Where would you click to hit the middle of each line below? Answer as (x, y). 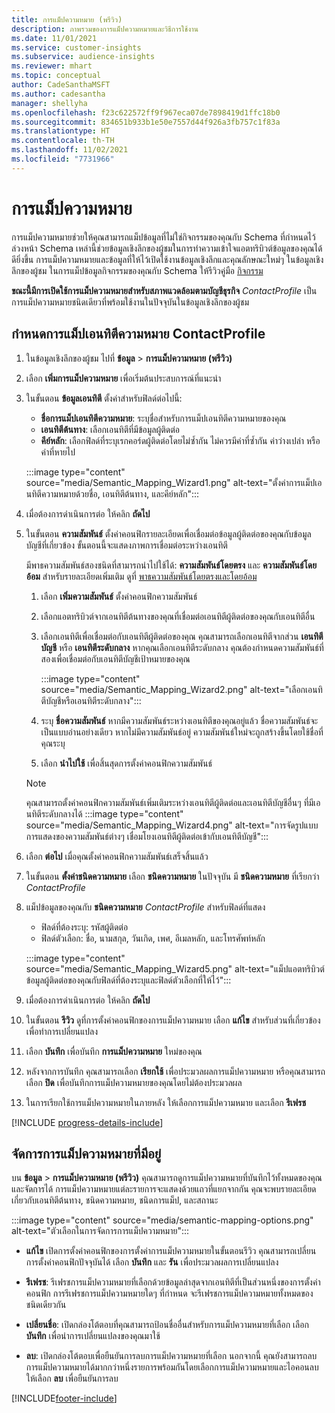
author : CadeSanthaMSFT (61, 85)
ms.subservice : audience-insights (83, 57)
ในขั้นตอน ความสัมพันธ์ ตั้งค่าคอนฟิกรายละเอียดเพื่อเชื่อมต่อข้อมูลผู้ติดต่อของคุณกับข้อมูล (168, 533)
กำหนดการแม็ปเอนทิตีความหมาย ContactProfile (138, 334)
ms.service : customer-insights (76, 47)
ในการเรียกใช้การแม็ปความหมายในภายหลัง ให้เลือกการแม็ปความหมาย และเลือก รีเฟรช (166, 1102)
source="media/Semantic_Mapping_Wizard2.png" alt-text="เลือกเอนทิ (181, 689)
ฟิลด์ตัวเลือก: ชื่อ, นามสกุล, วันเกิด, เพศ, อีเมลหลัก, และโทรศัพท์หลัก (153, 938)
